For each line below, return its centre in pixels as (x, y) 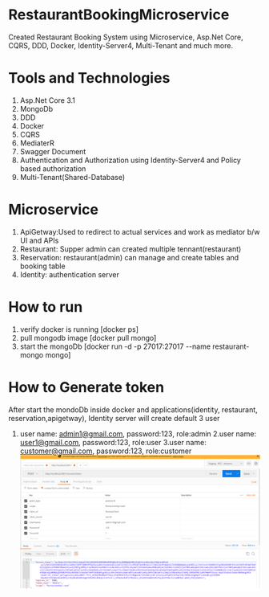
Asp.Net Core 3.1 (48, 100)
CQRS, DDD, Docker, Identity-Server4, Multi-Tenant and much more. (121, 45)
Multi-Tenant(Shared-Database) (72, 177)
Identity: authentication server (70, 274)
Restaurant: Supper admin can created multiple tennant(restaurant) (130, 249)
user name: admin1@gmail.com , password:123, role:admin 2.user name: (138, 433)
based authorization (53, 168)
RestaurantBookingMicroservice (119, 15)
